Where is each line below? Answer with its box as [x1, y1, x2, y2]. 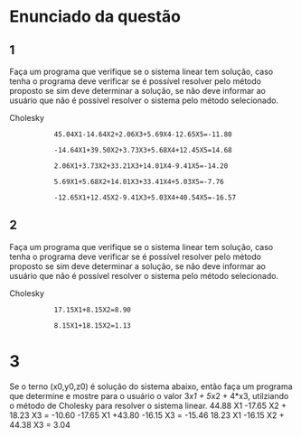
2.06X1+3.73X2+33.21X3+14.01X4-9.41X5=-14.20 [53, 162, 229, 171]
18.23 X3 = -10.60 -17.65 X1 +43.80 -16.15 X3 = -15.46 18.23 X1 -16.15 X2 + [9, 409, 285, 421]
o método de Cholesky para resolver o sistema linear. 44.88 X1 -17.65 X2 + [9, 400, 287, 411]
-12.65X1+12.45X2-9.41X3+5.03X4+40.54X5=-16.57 [53, 193, 237, 202]
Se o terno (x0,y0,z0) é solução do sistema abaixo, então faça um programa [9, 381, 293, 392]
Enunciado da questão [9, 6, 181, 27]
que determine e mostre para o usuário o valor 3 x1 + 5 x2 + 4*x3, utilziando [9, 390, 289, 401]
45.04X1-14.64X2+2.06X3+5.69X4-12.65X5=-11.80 [53, 130, 232, 139]
